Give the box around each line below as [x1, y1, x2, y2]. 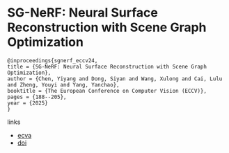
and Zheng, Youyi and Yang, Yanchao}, [7, 81, 120, 88]
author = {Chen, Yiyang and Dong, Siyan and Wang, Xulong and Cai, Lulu [7, 75, 223, 82]
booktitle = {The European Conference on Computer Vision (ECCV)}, [7, 87, 207, 94]
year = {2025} [7, 99, 49, 107]
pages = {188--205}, [7, 93, 68, 100]
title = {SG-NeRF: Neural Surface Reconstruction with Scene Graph [7, 63, 207, 70]
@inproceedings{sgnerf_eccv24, [7, 57, 98, 64]
